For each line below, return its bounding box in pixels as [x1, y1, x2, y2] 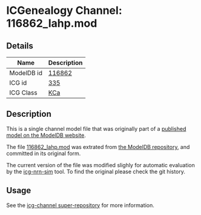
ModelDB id [9, 69, 43, 77]
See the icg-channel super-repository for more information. [6, 201, 154, 209]
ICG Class [9, 88, 38, 97]
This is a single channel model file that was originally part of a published [6, 125, 186, 132]
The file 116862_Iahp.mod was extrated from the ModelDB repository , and [6, 143, 190, 150]
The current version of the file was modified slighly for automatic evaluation [6, 161, 196, 168]
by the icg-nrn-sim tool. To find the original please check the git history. [6, 168, 186, 175]
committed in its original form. [6, 150, 81, 157]
